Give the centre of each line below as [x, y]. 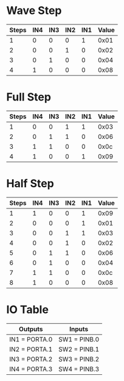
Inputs [79, 329]
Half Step [30, 184]
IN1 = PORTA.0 [31, 339]
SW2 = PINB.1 [79, 349]
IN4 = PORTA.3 [31, 369]
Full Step [29, 97]
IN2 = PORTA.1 [31, 349]
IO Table [27, 310]
